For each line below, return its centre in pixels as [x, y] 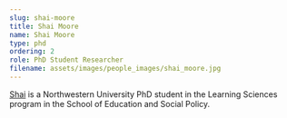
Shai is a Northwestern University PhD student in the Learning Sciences [143, 94]
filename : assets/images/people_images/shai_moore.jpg [115, 69]
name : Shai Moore [42, 34]
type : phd [28, 43]
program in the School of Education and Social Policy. [110, 103]
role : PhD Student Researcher [67, 60]
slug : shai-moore [42, 18]
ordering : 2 [32, 52]
